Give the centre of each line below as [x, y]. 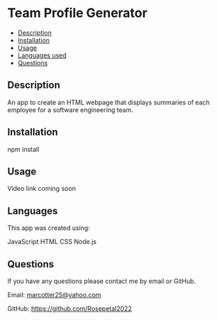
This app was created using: [49, 228]
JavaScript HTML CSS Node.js [52, 242]
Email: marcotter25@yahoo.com [54, 295]
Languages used [42, 55]
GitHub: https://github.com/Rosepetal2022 [70, 309]
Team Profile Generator [77, 13]
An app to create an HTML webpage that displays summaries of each [109, 102]
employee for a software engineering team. [70, 110]
